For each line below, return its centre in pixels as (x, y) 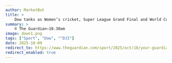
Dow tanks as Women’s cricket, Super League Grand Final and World (88, 19)
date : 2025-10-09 (24, 43)
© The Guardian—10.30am (40, 29)
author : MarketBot (25, 10)
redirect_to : (19, 48)
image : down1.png (24, 34)
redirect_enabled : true (31, 52)
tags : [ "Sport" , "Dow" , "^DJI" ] (40, 39)
